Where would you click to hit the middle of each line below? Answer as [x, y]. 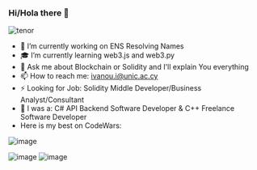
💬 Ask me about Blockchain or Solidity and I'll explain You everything [134, 67]
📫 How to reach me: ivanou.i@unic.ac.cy [89, 76]
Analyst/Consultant [52, 100]
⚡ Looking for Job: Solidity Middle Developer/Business [111, 88]
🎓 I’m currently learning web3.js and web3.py [97, 55]
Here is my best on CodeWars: [71, 125]
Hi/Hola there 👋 [39, 13]
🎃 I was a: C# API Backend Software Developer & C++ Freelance [127, 108]
